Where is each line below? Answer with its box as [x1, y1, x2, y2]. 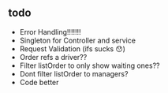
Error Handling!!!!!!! [19, 27, 81, 36]
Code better [19, 77, 59, 87]
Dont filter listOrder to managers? [19, 69, 129, 78]
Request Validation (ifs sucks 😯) [19, 43, 126, 54]
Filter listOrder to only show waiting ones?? [19, 61, 160, 70]
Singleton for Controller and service [19, 35, 136, 45]
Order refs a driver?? [19, 52, 88, 61]
